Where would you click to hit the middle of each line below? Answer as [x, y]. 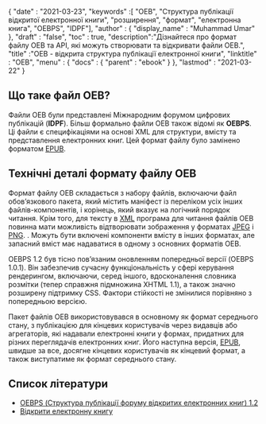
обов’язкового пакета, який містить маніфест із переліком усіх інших [125, 201]
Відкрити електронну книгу [66, 411]
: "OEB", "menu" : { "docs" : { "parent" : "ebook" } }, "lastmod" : [112, 62]
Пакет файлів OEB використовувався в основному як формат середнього [133, 317]
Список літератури [58, 384]
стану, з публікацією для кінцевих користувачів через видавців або [123, 325]
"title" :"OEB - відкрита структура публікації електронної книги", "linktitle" [133, 54]
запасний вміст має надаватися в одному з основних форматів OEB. [125, 243]
